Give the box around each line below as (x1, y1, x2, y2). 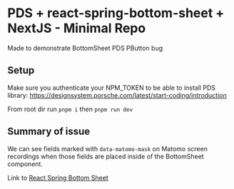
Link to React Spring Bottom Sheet (7, 173, 108, 182)
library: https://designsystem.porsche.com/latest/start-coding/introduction (7, 91, 227, 99)
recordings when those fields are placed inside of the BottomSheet (7, 152, 205, 160)
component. (7, 159, 43, 168)
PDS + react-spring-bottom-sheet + (7, 5, 225, 21)
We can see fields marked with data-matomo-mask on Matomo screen (7, 144, 208, 153)
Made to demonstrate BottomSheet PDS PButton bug (7, 44, 163, 52)
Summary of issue (7, 126, 91, 138)
